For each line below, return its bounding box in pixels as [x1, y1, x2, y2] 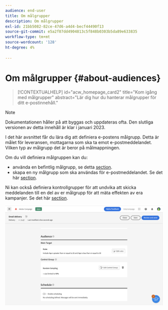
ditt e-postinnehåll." [17, 99, 58, 105]
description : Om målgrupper [5, 18, 64, 23]
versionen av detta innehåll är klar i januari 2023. [5, 124, 106, 130]
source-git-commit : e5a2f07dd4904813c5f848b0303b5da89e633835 [5, 29, 137, 34]
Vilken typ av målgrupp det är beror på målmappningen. [5, 144, 120, 150]
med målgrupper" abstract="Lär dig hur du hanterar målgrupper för [17, 94, 156, 100]
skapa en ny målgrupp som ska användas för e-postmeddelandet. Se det [12, 169, 163, 175]
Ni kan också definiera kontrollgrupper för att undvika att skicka [5, 184, 136, 190]
